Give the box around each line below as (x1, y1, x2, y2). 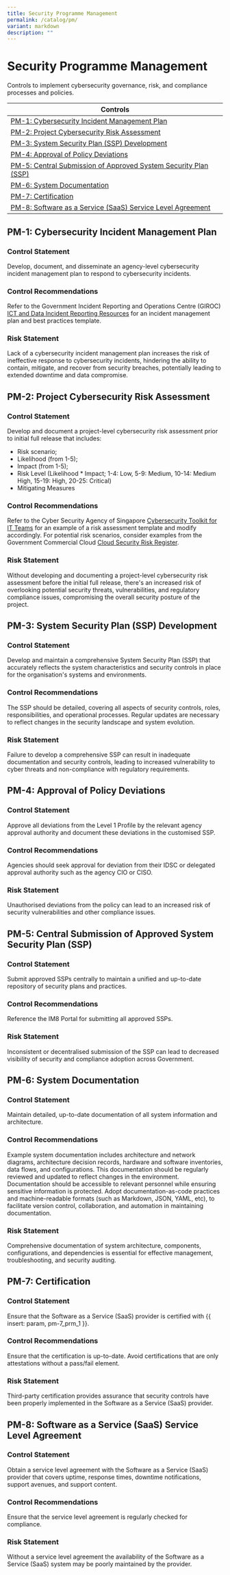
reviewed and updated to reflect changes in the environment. (7, 1172, 179, 1181)
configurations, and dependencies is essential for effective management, (7, 1248, 214, 1257)
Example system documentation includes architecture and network (7, 1150, 196, 1159)
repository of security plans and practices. (7, 982, 127, 990)
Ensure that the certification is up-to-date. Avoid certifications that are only (7, 1352, 219, 1360)
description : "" (7, 29, 53, 36)
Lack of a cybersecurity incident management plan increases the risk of (7, 349, 210, 357)
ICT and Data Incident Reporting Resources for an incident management (7, 310, 211, 318)
